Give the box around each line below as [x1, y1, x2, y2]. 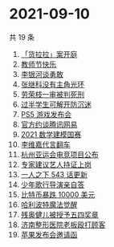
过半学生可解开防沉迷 [20, 99, 92, 109]
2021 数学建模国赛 [20, 129, 82, 139]
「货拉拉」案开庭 [20, 49, 78, 59]
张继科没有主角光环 [20, 79, 85, 89]
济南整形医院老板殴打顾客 [20, 220, 106, 229]
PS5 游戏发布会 [20, 109, 71, 119]
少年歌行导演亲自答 [20, 180, 85, 189]
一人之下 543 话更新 [20, 169, 88, 179]
